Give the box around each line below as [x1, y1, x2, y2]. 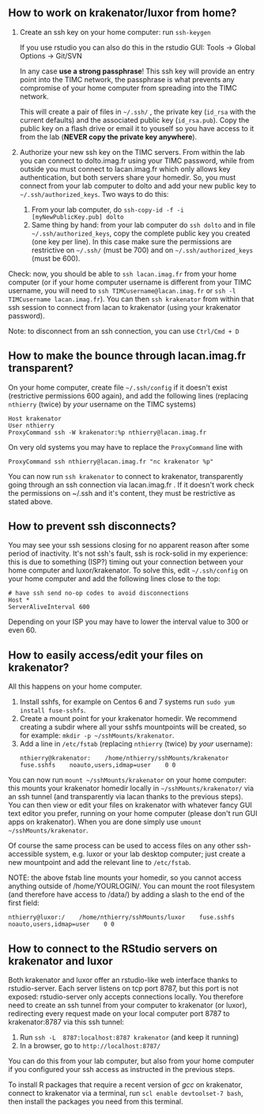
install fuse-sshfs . [19, 705, 86, 715]
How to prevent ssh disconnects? [8, 519, 176, 533]
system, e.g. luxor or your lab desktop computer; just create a [44, 849, 246, 859]
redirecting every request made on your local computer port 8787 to [8, 1009, 231, 1018]
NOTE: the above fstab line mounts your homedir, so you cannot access [8, 873, 242, 882]
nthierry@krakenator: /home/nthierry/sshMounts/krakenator [19, 754, 229, 762]
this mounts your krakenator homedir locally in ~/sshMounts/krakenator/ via [8, 784, 255, 793]
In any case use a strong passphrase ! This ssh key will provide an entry [19, 66, 255, 76]
